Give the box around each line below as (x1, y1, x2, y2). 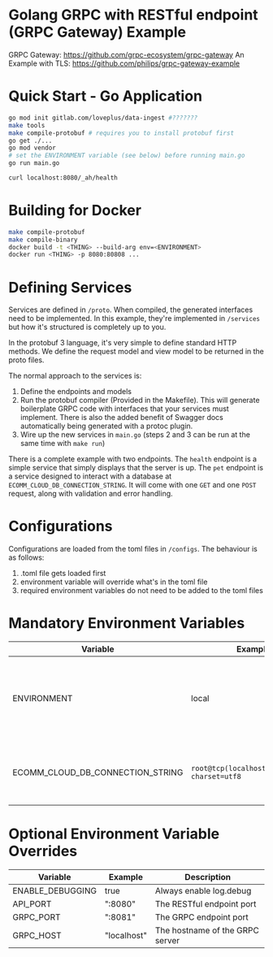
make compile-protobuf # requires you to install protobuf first (8, 128, 234, 137)
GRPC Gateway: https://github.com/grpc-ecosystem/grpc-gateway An (8, 50, 245, 59)
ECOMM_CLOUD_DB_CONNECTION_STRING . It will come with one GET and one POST (8, 480, 257, 490)
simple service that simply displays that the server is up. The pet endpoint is (8, 463, 264, 473)
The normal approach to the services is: (8, 371, 142, 381)
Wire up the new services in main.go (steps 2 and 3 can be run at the (19, 430, 250, 440)
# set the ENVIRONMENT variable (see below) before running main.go (8, 152, 245, 160)
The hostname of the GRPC (154, 925, 260, 936)
